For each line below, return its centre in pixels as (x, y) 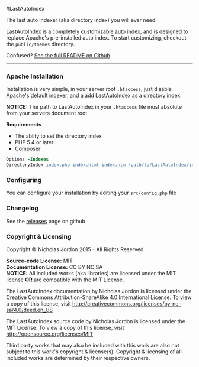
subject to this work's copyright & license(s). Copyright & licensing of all (94, 352)
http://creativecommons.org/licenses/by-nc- (126, 303)
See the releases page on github (46, 221)
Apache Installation (35, 76)
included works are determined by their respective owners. (78, 358)
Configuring (24, 180)
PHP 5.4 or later (34, 142)
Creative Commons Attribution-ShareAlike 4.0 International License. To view (99, 297)
